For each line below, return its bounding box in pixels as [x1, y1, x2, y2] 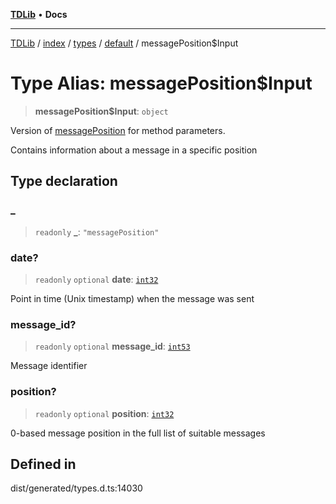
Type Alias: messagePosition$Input [10, 72, 313, 95]
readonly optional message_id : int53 [34, 340, 191, 353]
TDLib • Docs [10, 9, 68, 20]
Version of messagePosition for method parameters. [10, 124, 226, 136]
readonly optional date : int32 [34, 273, 159, 285]
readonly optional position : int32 [34, 407, 175, 419]
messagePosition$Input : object [34, 105, 169, 117]
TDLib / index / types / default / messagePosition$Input [10, 37, 239, 49]
